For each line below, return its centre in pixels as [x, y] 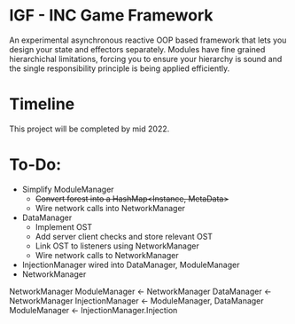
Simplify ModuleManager [68, 189]
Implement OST [64, 226]
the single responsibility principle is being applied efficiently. [120, 68]
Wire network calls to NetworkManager [107, 255]
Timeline [42, 104]
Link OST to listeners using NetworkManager [117, 246]
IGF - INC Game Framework [112, 16]
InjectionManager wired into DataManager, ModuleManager [131, 265]
